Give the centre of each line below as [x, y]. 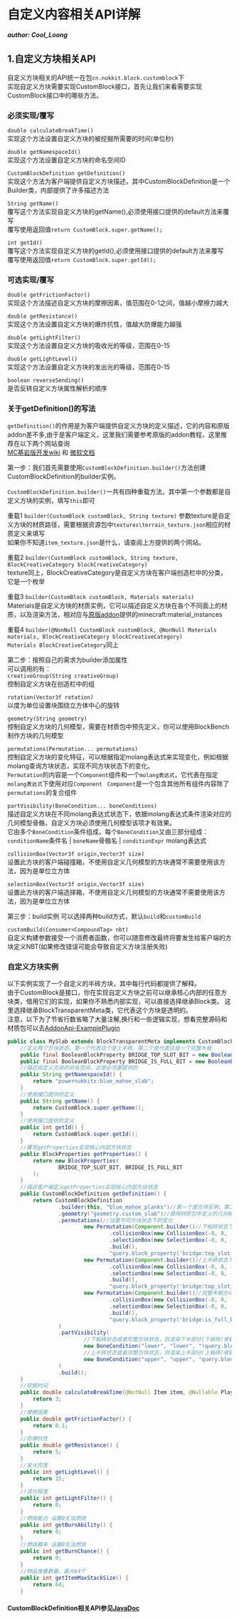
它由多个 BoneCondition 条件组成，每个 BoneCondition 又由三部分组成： [108, 831]
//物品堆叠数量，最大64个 [53, 1571]
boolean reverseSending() [46, 381]
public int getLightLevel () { [65, 1472]
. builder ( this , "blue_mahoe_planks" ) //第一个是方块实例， [141, 1207]
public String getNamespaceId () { [71, 1075]
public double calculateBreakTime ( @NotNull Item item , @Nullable [119, 1392]
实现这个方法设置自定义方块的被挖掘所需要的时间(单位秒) [91, 139]
